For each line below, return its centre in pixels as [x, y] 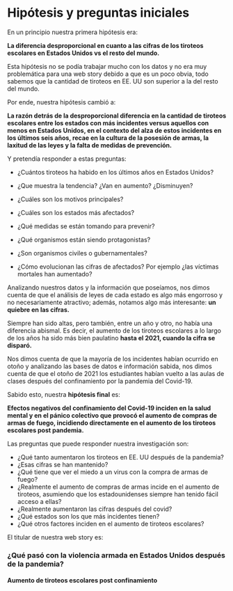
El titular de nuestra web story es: [55, 537]
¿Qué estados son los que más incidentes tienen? [88, 516]
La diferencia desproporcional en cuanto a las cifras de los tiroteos [105, 45]
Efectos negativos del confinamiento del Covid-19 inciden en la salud [109, 408]
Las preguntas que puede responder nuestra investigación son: [98, 443]
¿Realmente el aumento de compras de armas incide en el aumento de [118, 487]
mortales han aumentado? [55, 274]
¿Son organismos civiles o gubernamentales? [82, 253]
